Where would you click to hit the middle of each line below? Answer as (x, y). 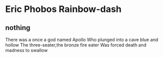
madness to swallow (27, 50)
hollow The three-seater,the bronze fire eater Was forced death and (76, 45)
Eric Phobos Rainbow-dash (63, 9)
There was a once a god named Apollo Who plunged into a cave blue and (82, 39)
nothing (18, 28)
